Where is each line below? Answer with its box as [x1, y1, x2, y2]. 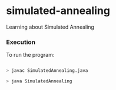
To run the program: [6, 51, 55, 58]
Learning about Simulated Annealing [6, 23, 94, 30]
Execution [6, 38, 36, 46]
